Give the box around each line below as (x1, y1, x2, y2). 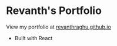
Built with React (14, 34, 53, 41)
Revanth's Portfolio (6, 4, 102, 17)
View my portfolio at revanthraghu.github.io (6, 23, 112, 30)
